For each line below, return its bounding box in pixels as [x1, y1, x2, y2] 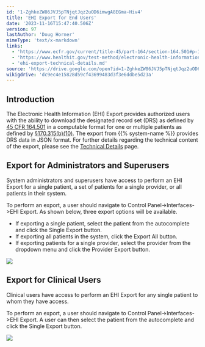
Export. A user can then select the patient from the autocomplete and [20, 316, 194, 323]
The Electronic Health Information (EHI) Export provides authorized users [6, 111, 190, 118]
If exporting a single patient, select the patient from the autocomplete [15, 219, 190, 227]
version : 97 [6, 26, 37, 32]
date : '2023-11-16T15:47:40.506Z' [6, 20, 95, 26]
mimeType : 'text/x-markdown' [6, 37, 81, 43]
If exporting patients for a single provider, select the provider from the [15, 239, 191, 246]
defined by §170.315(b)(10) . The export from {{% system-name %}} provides [6, 130, 199, 137]
